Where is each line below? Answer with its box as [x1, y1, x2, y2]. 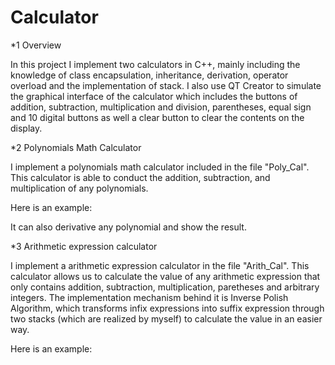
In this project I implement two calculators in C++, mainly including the [10, 58, 301, 70]
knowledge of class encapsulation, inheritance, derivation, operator [10, 69, 289, 81]
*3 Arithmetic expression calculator [10, 240, 158, 252]
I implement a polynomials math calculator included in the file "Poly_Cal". [10, 161, 310, 173]
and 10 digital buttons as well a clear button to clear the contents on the [10, 111, 305, 123]
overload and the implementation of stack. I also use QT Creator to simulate [10, 79, 322, 91]
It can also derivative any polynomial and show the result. [10, 221, 247, 233]
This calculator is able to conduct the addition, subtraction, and [10, 171, 271, 183]
